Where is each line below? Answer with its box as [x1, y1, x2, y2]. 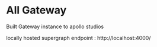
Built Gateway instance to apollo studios [6, 23, 104, 30]
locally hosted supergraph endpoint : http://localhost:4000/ [6, 34, 151, 41]
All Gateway [6, 4, 67, 17]
